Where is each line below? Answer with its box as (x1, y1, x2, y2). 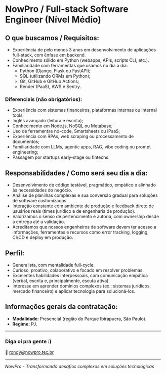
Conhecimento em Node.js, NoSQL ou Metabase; (12, 123, 113, 129)
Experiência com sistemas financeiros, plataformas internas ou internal (12, 107, 157, 113)
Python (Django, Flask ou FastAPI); (19, 68, 91, 74)
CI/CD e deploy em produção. (12, 234, 73, 240)
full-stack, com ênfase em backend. (12, 52, 86, 58)
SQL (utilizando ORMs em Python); (19, 73, 90, 79)
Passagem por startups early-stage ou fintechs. (12, 154, 110, 160)
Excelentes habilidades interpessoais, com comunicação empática (12, 272, 148, 278)
